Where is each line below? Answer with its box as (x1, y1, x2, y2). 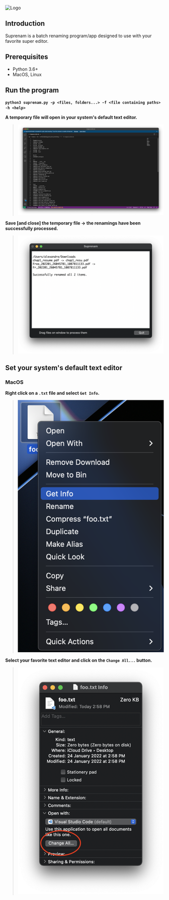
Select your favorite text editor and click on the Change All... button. (5, 657, 152, 663)
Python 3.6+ (12, 66, 39, 72)
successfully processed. (5, 225, 58, 231)
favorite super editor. (5, 38, 49, 44)
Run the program (5, 86, 59, 95)
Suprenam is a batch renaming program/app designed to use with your (5, 33, 152, 39)
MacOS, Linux (12, 71, 42, 78)
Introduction (5, 19, 45, 28)
